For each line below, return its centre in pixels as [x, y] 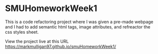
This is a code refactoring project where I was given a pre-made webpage [79, 22]
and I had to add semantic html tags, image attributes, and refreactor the [78, 27]
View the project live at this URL [37, 41]
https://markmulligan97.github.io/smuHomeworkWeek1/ [61, 46]
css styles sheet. [22, 32]
